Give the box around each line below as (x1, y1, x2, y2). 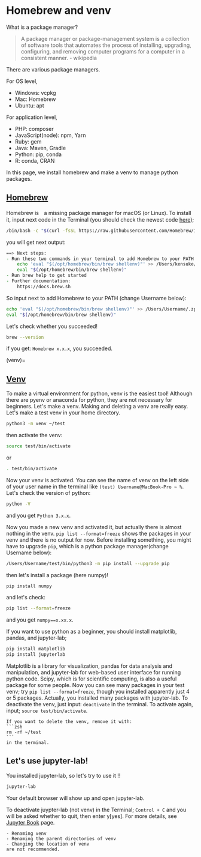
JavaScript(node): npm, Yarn (14, 132, 86, 139)
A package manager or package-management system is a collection (20, 35, 190, 42)
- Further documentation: (6, 278, 71, 284)
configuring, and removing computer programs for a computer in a (20, 47, 185, 55)
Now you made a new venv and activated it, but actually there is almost (6, 523, 182, 530)
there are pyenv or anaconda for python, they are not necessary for (6, 396, 172, 404)
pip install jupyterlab (6, 652, 66, 658)
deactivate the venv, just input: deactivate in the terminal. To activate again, (6, 701, 193, 708)
